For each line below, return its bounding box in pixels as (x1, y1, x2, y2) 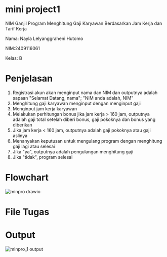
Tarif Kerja (5, 25, 27, 31)
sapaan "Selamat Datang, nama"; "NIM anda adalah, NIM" (12, 95, 134, 101)
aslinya (12, 133, 28, 139)
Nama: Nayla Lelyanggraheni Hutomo (5, 35, 83, 41)
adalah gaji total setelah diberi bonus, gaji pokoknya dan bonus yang (12, 116, 156, 122)
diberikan (12, 121, 33, 127)
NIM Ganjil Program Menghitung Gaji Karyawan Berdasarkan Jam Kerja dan (5, 20, 162, 26)
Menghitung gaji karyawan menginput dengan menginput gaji (12, 100, 141, 106)
